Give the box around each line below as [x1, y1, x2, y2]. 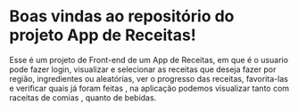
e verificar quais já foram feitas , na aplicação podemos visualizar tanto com [9, 83, 290, 93]
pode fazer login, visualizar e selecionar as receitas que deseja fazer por [9, 64, 277, 75]
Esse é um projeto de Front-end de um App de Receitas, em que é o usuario [9, 54, 288, 65]
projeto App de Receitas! [9, 25, 196, 45]
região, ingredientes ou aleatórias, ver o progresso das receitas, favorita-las [9, 73, 288, 84]
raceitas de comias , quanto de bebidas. [9, 92, 157, 103]
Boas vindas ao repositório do [9, 6, 235, 27]
